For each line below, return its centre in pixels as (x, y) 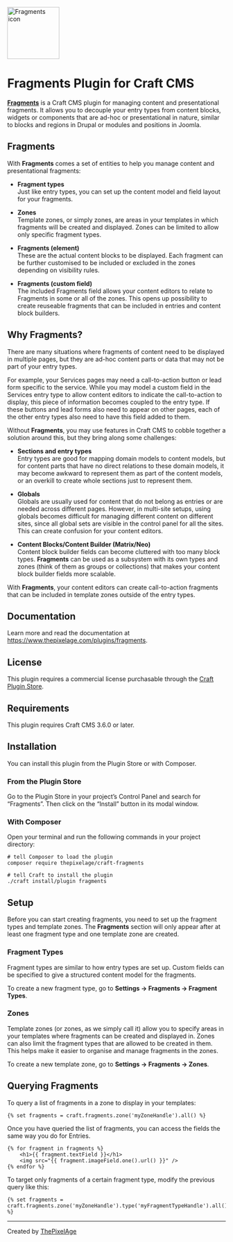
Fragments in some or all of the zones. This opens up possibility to (112, 298)
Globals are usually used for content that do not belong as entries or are (120, 501)
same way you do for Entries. (49, 1136)
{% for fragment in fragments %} (55, 1148)
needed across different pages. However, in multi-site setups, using (114, 509)
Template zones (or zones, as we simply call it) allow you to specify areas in (115, 1028)
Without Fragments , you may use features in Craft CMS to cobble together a (116, 430)
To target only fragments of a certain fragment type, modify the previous (111, 1180)
